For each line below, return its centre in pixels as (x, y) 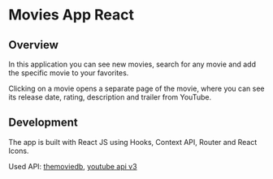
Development (43, 123)
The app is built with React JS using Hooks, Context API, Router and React (133, 142)
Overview (34, 45)
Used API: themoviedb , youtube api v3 (73, 166)
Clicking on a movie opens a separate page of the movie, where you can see (137, 88)
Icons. (19, 151)
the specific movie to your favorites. (69, 73)
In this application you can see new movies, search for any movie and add (132, 64)
